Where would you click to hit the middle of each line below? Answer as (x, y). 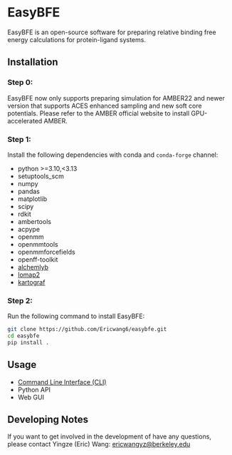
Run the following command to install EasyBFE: (76, 316)
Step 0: (20, 83)
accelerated (25, 121)
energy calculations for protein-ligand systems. (77, 39)
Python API (34, 389)
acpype (29, 229)
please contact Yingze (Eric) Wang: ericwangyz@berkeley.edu (99, 444)
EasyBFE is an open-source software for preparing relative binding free (112, 32)
